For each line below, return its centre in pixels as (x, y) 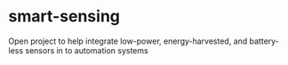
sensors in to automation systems (87, 50)
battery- (264, 41)
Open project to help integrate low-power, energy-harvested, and (128, 41)
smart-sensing (64, 16)
